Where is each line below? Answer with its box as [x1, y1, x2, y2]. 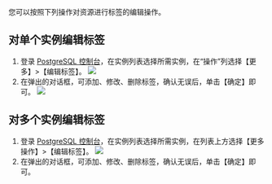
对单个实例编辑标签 [8, 33, 105, 47]
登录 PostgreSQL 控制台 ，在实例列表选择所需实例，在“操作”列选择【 [20, 56, 250, 66]
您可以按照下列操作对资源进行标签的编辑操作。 [8, 7, 165, 16]
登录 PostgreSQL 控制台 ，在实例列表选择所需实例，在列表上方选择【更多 [20, 136, 265, 146]
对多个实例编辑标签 [8, 113, 105, 127]
